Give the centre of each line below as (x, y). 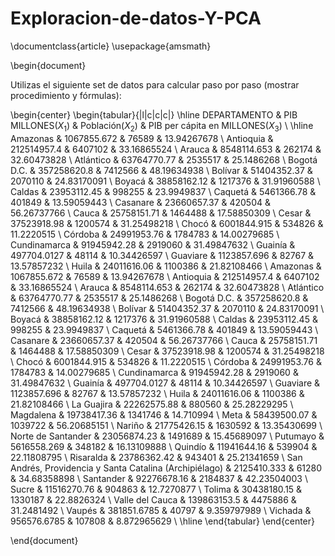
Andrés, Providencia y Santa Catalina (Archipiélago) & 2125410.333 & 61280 (166, 468)
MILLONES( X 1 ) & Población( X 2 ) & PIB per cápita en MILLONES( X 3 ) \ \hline (162, 126)
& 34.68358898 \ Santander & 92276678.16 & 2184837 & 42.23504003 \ (159, 478)
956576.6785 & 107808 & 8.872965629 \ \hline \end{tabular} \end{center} (163, 521)
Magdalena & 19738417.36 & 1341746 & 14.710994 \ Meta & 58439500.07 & (164, 414)
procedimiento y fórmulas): (66, 95)
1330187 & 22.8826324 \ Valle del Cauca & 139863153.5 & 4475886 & (153, 499)
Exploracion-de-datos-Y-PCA (136, 18)
